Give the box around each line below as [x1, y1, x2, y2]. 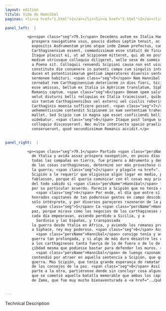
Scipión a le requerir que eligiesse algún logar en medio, [31, 172, 158, 177]
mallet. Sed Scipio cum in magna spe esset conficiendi [31, 112, 149, 118]
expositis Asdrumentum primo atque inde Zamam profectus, [31, 44, 154, 49]
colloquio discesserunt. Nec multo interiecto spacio [31, 122, 145, 127]
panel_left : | [5, 25, 37, 30]
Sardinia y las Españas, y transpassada [36, 218, 121, 223]
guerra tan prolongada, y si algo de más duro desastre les [31, 236, 158, 242]
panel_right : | [5, 140, 39, 145]
